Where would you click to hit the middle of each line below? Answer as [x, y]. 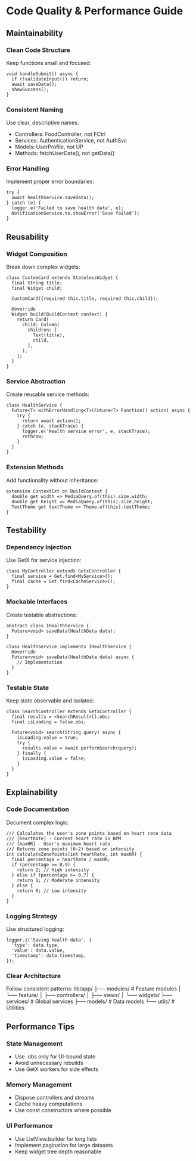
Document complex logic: [38, 822]
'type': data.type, [36, 945]
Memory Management [39, 1085]
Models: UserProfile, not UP [49, 147]
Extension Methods [35, 468]
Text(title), [49, 335]
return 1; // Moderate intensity [58, 880]
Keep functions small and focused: [49, 63]
